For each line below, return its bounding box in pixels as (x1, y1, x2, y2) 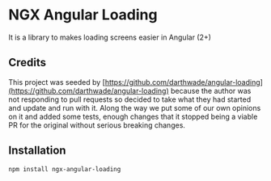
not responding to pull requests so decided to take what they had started (8, 95, 252, 104)
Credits (8, 56, 47, 69)
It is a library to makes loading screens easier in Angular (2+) (8, 32, 212, 42)
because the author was (170, 86, 252, 95)
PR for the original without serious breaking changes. (8, 120, 186, 130)
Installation (8, 144, 66, 158)
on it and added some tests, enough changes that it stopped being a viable (8, 112, 258, 121)
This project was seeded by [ (8, 77, 105, 86)
